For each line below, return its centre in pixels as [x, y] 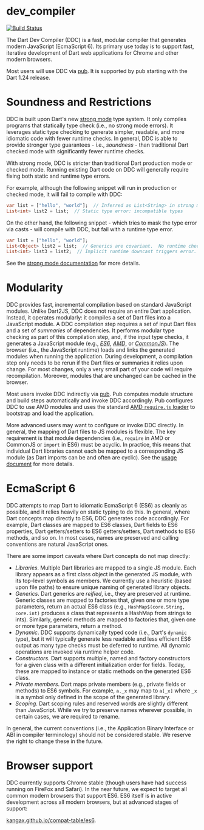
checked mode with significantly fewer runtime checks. [76, 151]
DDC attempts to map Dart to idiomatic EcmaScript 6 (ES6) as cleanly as [97, 506]
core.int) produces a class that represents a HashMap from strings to [103, 613]
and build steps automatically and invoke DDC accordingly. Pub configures [100, 400]
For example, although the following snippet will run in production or [92, 187]
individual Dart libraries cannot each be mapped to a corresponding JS [95, 451]
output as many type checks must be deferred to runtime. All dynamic [103, 646]
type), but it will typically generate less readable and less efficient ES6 [103, 639]
